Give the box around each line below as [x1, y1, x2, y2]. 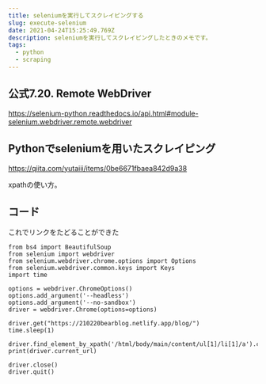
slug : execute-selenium [8, 19, 87, 27]
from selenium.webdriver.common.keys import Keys [8, 264, 176, 272]
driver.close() [8, 361, 59, 369]
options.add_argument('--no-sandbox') [8, 298, 136, 307]
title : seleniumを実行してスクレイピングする [8, 11, 144, 20]
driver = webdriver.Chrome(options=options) [8, 306, 158, 314]
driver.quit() [8, 368, 55, 376]
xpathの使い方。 [8, 180, 62, 189]
